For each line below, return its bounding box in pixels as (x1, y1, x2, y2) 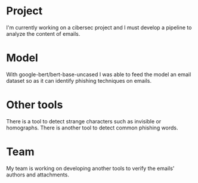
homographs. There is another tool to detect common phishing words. (6, 124, 178, 131)
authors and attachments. (6, 171, 70, 178)
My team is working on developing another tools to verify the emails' (6, 165, 175, 172)
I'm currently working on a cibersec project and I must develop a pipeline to (6, 24, 192, 31)
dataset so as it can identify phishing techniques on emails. (6, 77, 152, 84)
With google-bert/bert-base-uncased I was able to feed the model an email (6, 70, 191, 78)
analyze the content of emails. (6, 30, 81, 37)
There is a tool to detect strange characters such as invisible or (6, 117, 162, 125)
